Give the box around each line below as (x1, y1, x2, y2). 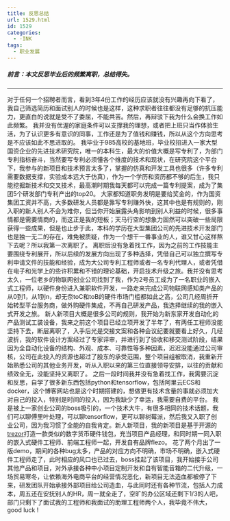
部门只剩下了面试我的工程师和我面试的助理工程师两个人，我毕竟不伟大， (7, 498, 211, 506)
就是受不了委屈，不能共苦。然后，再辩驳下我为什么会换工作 (49, 112, 217, 121)
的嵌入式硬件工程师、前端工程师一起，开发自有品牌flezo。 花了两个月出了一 (7, 438, 221, 446)
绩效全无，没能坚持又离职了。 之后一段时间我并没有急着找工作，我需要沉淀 (7, 369, 219, 378)
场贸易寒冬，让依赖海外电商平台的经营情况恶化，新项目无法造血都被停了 (7, 472, 211, 481)
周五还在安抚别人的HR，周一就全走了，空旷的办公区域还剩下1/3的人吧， (18, 489, 222, 498)
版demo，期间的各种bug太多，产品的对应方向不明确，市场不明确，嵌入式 (7, 446, 214, 455)
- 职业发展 (13, 49, 40, 56)
